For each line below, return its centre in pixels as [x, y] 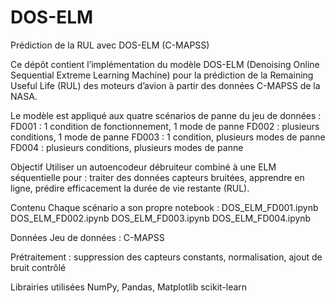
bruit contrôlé [38, 267]
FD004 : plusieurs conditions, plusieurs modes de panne [127, 147]
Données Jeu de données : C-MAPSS [87, 237]
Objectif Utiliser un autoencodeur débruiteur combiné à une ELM [143, 167]
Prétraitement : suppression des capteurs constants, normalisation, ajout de [166, 257]
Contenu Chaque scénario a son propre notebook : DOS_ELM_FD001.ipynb [164, 207]
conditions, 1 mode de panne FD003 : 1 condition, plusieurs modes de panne [168, 137]
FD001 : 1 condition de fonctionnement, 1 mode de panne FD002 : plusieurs [165, 126]
